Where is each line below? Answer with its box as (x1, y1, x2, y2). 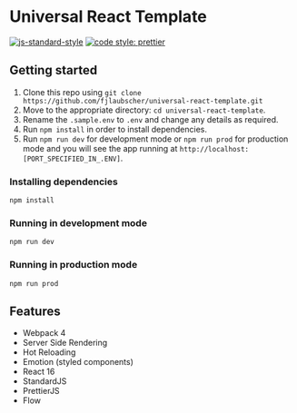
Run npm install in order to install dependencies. (22, 123, 207, 134)
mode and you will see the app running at (22, 143, 178, 153)
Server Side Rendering (22, 338, 108, 349)
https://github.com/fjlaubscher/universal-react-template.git (22, 96, 263, 105)
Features (9, 304, 61, 320)
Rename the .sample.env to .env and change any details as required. (22, 113, 279, 124)
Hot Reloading (22, 347, 76, 358)
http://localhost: (179, 144, 250, 153)
